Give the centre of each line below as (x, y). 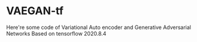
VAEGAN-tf (35, 11)
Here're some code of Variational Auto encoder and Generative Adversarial (99, 27)
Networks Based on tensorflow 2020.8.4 (56, 33)
